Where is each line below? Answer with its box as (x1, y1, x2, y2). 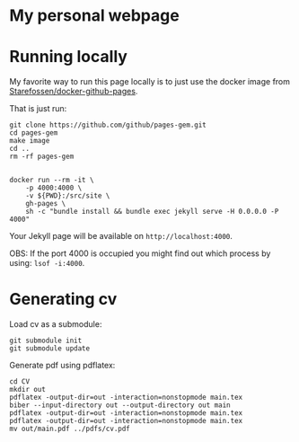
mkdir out (9, 385, 47, 394)
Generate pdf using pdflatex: (9, 360, 116, 371)
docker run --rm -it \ (9, 176, 94, 185)
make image (9, 137, 50, 146)
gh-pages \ (25, 199, 66, 208)
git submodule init (9, 336, 83, 346)
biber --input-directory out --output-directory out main (9, 401, 231, 410)
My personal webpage (9, 5, 180, 26)
